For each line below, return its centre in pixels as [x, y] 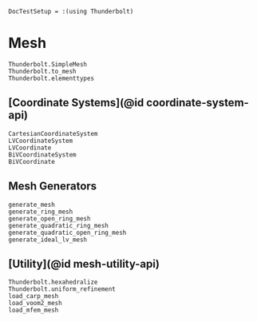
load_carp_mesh [34, 296]
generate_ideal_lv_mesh [48, 240]
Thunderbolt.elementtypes [51, 78]
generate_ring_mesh [41, 212]
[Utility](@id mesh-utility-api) [84, 264]
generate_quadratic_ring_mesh [59, 225]
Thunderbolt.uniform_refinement [62, 289]
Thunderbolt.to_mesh [43, 71]
